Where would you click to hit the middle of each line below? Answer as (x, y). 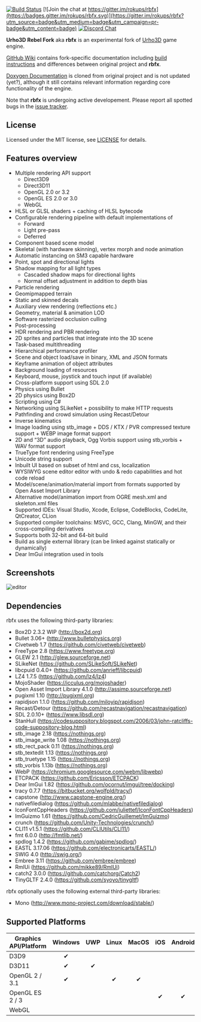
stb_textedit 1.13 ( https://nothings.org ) (61, 753)
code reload (30, 478)
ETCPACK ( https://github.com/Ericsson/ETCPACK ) (77, 778)
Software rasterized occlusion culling (60, 319)
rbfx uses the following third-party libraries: (60, 620)
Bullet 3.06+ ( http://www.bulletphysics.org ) (68, 638)
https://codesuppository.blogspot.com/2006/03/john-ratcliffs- (116, 721)
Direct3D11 (37, 185)
